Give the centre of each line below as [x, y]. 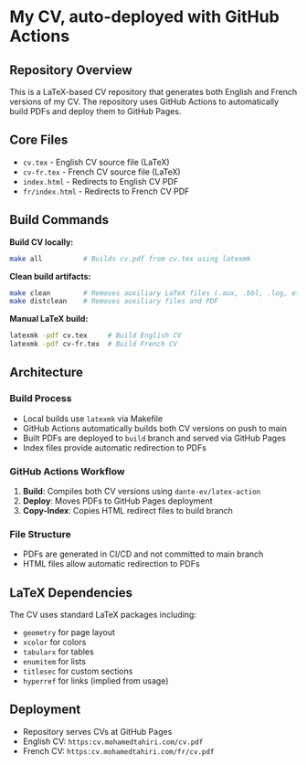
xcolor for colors [54, 643]
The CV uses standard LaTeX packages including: [103, 615]
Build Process [41, 398]
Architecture [47, 372]
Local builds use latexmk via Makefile [93, 419]
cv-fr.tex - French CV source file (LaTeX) [101, 172]
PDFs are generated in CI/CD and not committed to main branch [143, 554]
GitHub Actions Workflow [67, 471]
